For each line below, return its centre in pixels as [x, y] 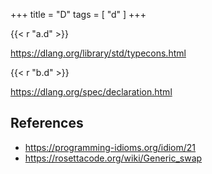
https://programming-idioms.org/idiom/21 [110, 147]
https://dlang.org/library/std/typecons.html [98, 53]
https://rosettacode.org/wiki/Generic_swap [113, 158]
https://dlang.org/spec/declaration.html [91, 92]
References [47, 123]
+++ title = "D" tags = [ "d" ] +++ [78, 14]
